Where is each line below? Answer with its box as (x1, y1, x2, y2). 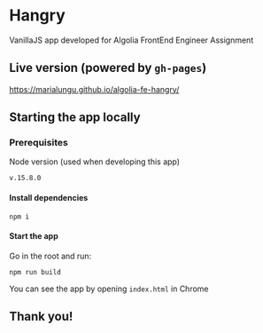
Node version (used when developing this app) (9, 156, 180, 167)
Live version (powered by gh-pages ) (9, 60, 207, 75)
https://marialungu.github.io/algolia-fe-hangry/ (9, 83, 180, 94)
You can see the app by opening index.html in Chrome (9, 283, 209, 294)
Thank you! (9, 309, 73, 324)
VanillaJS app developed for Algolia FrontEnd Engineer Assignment (9, 35, 254, 45)
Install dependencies (9, 193, 89, 203)
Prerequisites (9, 137, 68, 149)
